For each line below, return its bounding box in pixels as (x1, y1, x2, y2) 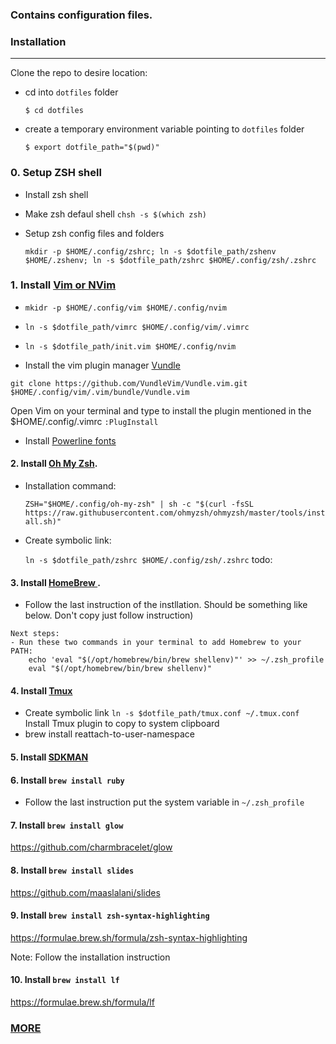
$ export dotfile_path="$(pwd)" (24, 143, 160, 153)
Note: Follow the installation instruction (10, 951, 171, 963)
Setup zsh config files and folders (24, 227, 165, 239)
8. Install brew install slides (10, 864, 135, 877)
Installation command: (24, 480, 117, 492)
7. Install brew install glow (10, 819, 124, 831)
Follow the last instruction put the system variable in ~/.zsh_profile (24, 796, 305, 808)
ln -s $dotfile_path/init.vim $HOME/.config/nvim (24, 341, 237, 352)
